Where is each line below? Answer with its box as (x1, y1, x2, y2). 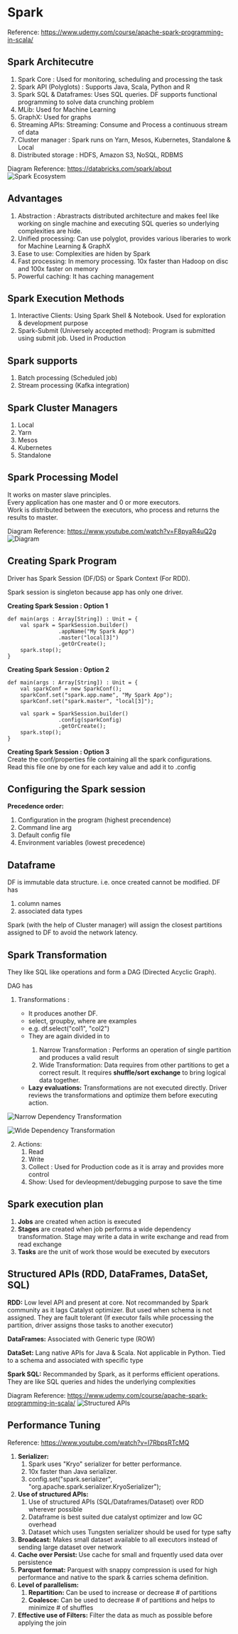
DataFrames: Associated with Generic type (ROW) (7, 1334, 156, 1343)
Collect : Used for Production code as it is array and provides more (28, 1163, 224, 1171)
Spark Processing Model (7, 471, 119, 484)
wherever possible (28, 1504, 83, 1513)
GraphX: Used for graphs (17, 112, 92, 121)
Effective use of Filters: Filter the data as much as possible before (17, 1611, 213, 1619)
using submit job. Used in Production (17, 334, 126, 342)
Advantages (7, 193, 63, 205)
